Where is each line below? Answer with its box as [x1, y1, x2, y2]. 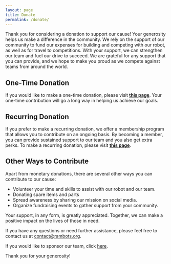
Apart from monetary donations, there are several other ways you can [5, 170, 153, 177]
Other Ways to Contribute [5, 157, 89, 166]
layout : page [5, 7, 33, 13]
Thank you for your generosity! [5, 253, 71, 259]
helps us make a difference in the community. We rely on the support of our [5, 36, 165, 42]
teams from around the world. [5, 63, 68, 70]
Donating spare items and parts [12, 191, 79, 197]
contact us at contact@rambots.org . [5, 233, 82, 239]
